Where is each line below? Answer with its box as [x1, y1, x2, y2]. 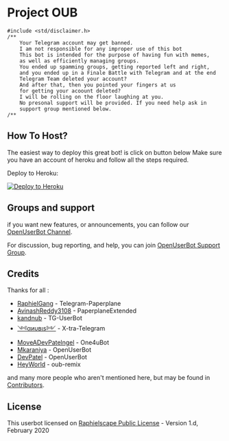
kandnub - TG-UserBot [16, 314, 82, 322]
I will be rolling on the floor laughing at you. [19, 93, 165, 100]
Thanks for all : [7, 286, 49, 294]
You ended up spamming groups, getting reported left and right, [19, 63, 210, 70]
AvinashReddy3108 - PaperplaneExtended [16, 307, 137, 315]
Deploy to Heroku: [7, 169, 58, 177]
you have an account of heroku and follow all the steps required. [7, 156, 189, 164]
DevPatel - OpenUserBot [16, 353, 88, 361]
